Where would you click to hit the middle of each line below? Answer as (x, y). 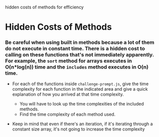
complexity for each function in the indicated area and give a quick (80, 89)
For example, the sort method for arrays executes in (68, 61)
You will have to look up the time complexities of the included (82, 104)
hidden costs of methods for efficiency (44, 7)
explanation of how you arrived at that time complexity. (68, 94)
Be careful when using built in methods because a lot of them (80, 42)
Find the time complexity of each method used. (67, 114)
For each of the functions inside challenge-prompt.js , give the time (80, 84)
